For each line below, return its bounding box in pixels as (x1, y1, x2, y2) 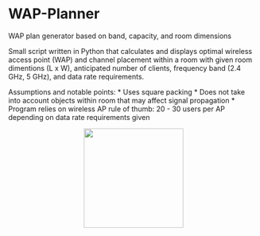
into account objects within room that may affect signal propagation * (8, 95, 235, 105)
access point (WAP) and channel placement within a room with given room (8, 55, 253, 64)
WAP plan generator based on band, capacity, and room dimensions (8, 31, 232, 41)
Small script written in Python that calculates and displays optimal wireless (8, 46, 253, 56)
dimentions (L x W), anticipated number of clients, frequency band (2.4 (8, 63, 241, 72)
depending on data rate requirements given (8, 112, 150, 122)
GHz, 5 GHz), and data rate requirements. (8, 72, 145, 81)
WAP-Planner (8, 5, 100, 23)
